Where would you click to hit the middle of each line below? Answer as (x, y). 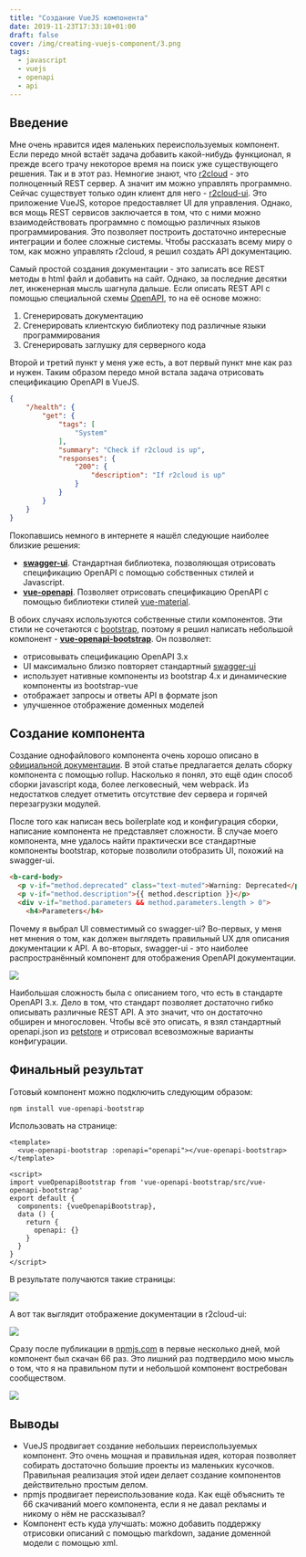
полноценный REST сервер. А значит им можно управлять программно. (151, 184)
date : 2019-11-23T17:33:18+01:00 (73, 26)
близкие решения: (45, 545)
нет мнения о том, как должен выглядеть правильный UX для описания (149, 938)
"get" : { (59, 416)
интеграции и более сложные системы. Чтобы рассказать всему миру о (151, 242)
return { (42, 1223)
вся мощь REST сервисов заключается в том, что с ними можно (135, 213)
